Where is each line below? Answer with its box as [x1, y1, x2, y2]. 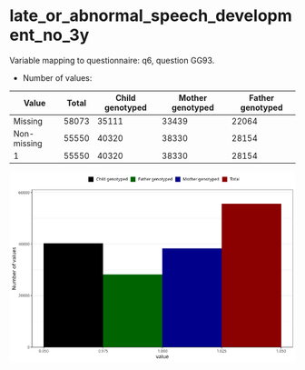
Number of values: [22, 72, 93, 83]
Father [249, 93, 275, 104]
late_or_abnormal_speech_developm [9, 5, 292, 26]
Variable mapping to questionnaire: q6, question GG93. [9, 55, 215, 65]
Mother [178, 93, 207, 104]
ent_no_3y [9, 25, 90, 45]
